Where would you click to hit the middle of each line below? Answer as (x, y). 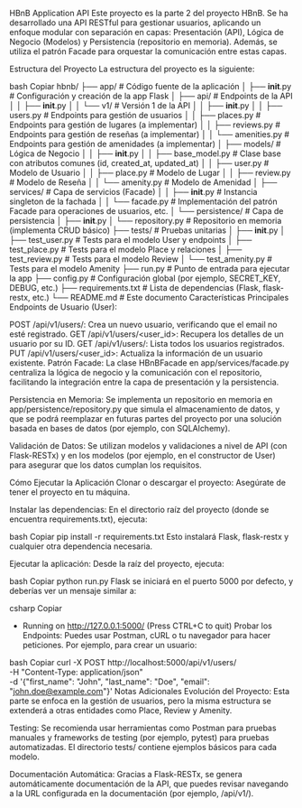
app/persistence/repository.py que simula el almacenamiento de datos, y (145, 409)
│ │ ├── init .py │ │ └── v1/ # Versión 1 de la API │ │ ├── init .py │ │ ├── (146, 106)
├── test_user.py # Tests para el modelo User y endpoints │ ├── (131, 240)
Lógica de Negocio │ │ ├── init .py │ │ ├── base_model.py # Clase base (145, 153)
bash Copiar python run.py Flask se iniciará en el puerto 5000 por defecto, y (151, 581)
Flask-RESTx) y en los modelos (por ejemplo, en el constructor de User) (143, 455)
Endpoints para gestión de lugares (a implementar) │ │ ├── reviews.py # (145, 125)
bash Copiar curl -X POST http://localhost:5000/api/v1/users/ (123, 662)
